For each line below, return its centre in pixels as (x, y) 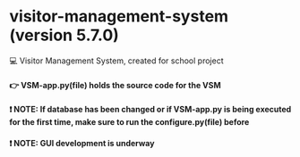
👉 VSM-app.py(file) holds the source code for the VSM (115, 85)
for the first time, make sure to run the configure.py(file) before (129, 122)
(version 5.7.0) (64, 35)
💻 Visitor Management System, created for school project (116, 61)
